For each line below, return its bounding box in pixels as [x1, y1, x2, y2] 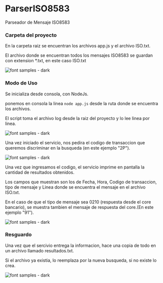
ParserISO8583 [5, 3, 70, 14]
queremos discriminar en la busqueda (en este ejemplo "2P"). [5, 145, 130, 151]
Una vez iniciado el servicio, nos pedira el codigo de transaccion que [5, 139, 145, 146]
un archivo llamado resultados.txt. [5, 247, 74, 253]
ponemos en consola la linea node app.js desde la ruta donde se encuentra [5, 100, 159, 106]
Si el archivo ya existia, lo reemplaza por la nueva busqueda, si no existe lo [5, 257, 157, 263]
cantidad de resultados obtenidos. [5, 169, 75, 175]
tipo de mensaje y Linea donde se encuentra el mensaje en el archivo [5, 184, 146, 190]
